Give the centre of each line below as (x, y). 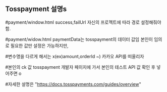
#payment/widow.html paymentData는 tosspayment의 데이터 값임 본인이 (79, 39)
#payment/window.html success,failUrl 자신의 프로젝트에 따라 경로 (73, 22)
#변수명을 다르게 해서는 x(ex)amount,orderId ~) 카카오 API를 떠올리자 (75, 56)
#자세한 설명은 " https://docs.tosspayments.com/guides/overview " (73, 84)
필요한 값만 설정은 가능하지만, (40, 45)
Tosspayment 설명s (36, 9)
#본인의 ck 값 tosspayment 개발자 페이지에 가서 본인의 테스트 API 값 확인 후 (80, 67)
